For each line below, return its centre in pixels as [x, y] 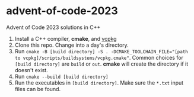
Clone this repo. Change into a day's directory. [71, 45]
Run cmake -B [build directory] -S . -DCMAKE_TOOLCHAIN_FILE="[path [101, 51]
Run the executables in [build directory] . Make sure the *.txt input [99, 83]
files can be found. [38, 89]
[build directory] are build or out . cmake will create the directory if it [101, 64]
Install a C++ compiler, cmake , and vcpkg [66, 38]
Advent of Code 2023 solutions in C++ [53, 27]
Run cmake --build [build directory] [61, 76]
